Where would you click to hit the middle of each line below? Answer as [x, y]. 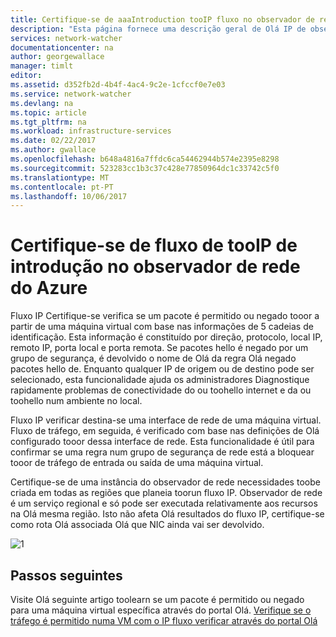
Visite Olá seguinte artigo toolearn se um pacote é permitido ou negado [157, 599]
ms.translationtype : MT [60, 177]
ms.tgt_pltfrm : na [48, 122]
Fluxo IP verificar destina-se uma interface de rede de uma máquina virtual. [166, 420]
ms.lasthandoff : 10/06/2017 [69, 196]
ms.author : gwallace [53, 150]
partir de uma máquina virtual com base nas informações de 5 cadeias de [162, 327]
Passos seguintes [66, 575]
